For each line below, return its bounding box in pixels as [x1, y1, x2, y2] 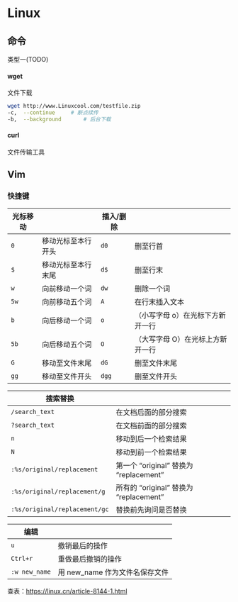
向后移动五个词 [41, 339, 92, 349]
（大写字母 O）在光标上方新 [134, 334, 227, 344]
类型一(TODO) [7, 55, 49, 63]
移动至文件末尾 [41, 358, 92, 368]
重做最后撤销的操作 [57, 554, 123, 564]
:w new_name [11, 567, 52, 576]
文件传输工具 [7, 147, 45, 157]
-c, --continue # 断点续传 [7, 109, 99, 116]
